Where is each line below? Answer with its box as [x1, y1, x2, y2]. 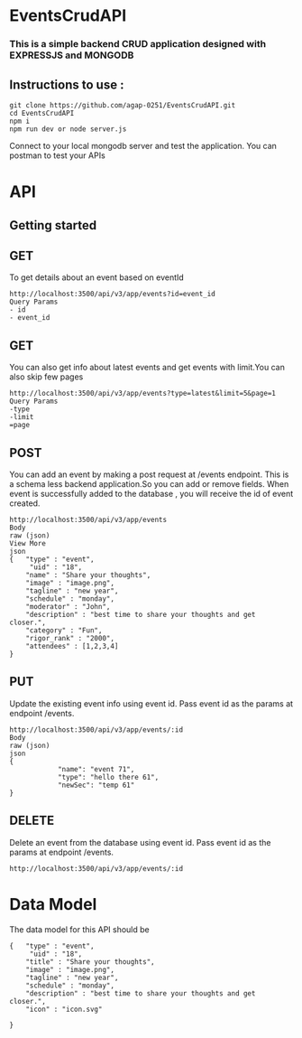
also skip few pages [9, 371, 84, 382]
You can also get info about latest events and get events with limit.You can [9, 362, 286, 373]
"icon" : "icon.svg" [25, 1005, 103, 1014]
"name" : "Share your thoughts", [25, 570, 151, 579]
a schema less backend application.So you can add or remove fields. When [9, 478, 289, 489]
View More [9, 538, 47, 547]
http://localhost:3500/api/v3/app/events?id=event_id [9, 290, 216, 299]
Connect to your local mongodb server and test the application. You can [9, 140, 278, 151]
